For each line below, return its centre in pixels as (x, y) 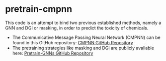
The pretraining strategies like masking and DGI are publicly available (83, 48)
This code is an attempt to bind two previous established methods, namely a (83, 23)
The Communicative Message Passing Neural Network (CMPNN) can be (86, 37)
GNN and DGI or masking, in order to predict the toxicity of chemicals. (77, 28)
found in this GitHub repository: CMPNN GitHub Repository (73, 42)
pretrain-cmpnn (39, 9)
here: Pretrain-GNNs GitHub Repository (53, 53)
